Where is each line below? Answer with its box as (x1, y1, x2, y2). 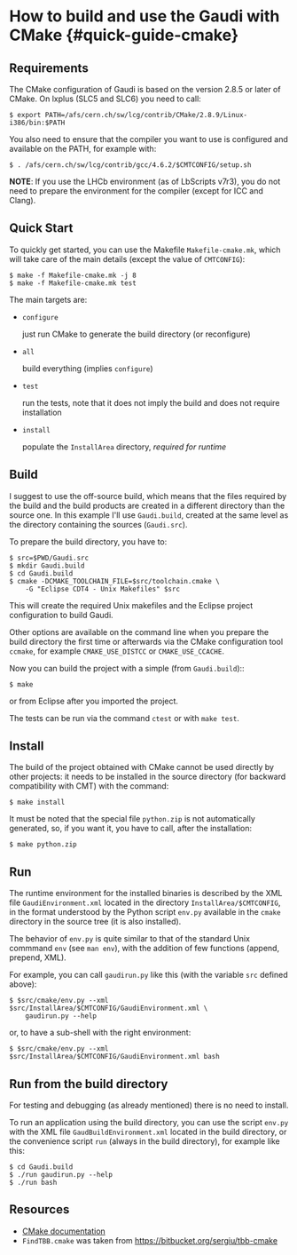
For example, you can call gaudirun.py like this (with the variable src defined (9, 970, 288, 981)
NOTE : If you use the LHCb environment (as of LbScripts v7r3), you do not (9, 176, 281, 187)
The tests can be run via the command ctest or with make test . (9, 712, 239, 723)
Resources (9, 1202, 70, 1218)
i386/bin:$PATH (9, 118, 66, 127)
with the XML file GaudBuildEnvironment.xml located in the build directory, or (9, 1126, 287, 1138)
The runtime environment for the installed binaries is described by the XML (9, 888, 283, 899)
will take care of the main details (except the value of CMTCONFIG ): (9, 253, 246, 264)
